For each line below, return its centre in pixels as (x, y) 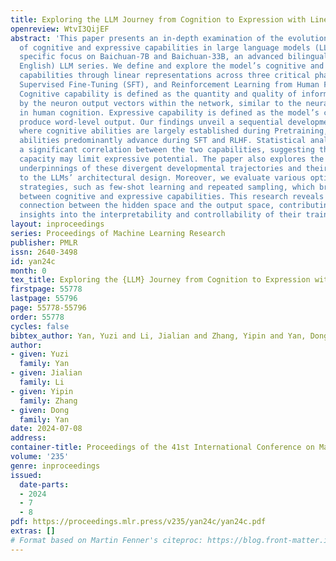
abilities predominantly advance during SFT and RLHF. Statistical (163, 141)
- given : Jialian (46, 373)
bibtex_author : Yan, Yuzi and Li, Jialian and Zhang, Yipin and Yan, (158, 336)
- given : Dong (40, 410)
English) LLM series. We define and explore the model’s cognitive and (172, 66)
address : (28, 438)
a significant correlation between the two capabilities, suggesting (167, 150)
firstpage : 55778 (46, 289)
